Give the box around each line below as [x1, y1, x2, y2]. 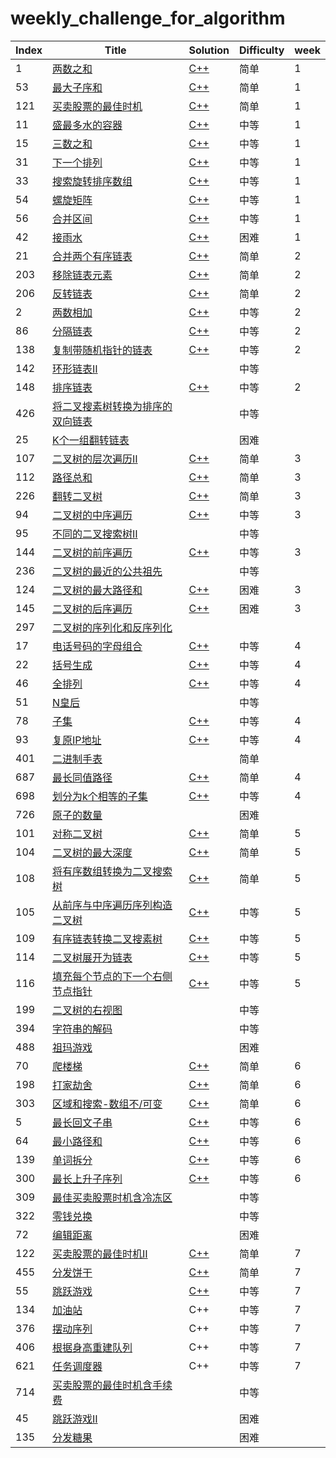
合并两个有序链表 [52, 249, 133, 263]
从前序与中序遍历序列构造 [52, 898, 173, 912]
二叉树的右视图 [52, 1003, 123, 1017]
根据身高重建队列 [52, 1340, 133, 1354]
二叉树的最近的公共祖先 [52, 564, 163, 578]
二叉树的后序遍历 [52, 602, 133, 616]
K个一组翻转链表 [52, 433, 130, 447]
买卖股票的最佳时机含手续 [52, 1378, 173, 1392]
